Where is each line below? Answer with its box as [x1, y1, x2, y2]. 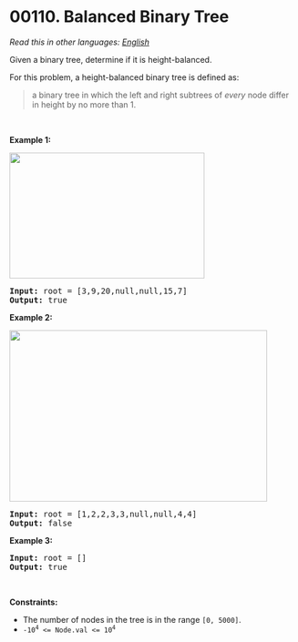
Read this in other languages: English [9, 36, 150, 47]
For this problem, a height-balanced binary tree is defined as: [9, 71, 240, 83]
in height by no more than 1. [31, 98, 137, 110]
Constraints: [9, 596, 58, 607]
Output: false [9, 517, 73, 528]
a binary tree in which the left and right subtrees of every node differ [31, 89, 290, 100]
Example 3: [9, 535, 53, 545]
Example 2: [9, 311, 53, 322]
